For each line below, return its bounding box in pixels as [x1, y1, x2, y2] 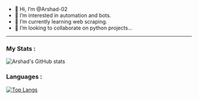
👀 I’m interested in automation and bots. [14, 12, 111, 19]
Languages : [6, 72, 42, 81]
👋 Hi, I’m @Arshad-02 [14, 6, 68, 12]
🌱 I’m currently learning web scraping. [14, 18, 108, 25]
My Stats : [6, 44, 36, 52]
